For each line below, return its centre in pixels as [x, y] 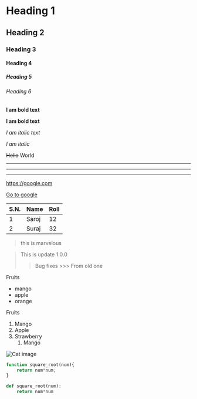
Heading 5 [19, 76]
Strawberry [28, 336]
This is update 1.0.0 [44, 254]
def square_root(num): [34, 386]
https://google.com [29, 183]
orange [23, 301]
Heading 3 [21, 49]
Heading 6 [19, 92]
